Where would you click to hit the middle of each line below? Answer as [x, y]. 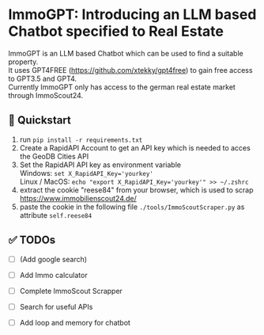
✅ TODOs [32, 240]
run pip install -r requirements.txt [81, 139]
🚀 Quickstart [40, 120]
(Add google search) [53, 259]
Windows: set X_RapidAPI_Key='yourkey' [87, 173]
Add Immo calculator [54, 275]
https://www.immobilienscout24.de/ [78, 198]
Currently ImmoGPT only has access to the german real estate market [122, 87]
